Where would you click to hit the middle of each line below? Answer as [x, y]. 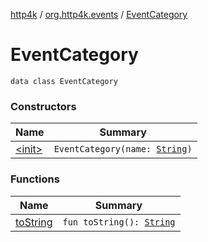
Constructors [43, 106]
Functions [35, 179]
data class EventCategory [64, 81]
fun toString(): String [119, 222]
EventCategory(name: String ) [123, 149]
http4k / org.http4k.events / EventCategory [99, 14]
